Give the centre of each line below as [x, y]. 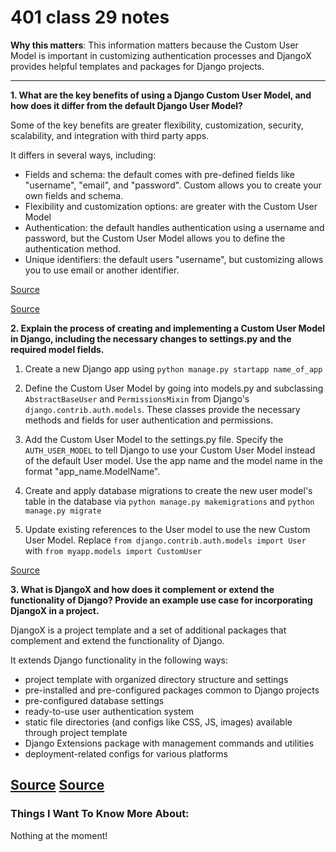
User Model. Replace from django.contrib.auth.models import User [165, 540]
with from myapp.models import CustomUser [113, 550]
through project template [76, 732]
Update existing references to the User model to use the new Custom [167, 529]
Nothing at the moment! [59, 835]
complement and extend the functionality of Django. [117, 640]
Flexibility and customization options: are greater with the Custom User [171, 206]
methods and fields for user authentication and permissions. [149, 420]
